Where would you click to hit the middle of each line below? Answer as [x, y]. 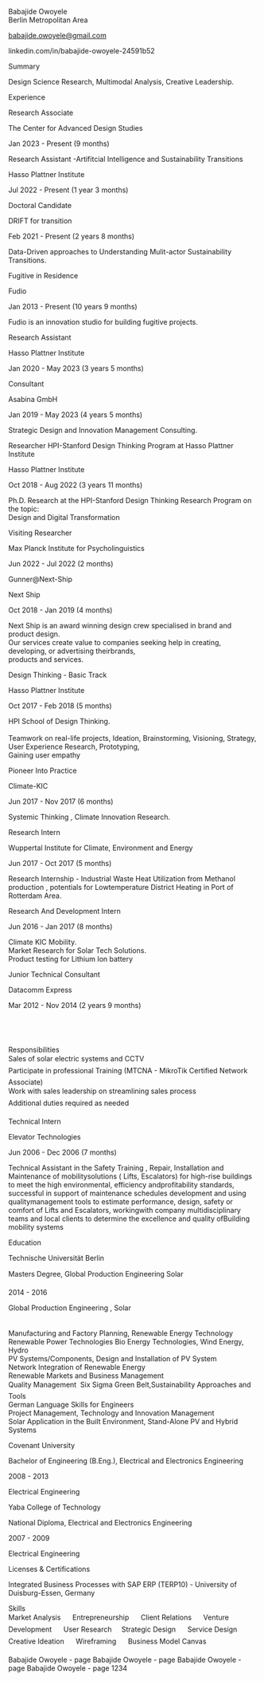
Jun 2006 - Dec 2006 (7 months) [62, 1152]
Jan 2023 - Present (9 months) [59, 144]
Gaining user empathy [45, 755]
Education [25, 1242]
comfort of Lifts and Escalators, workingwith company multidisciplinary [124, 1210]
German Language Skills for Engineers [71, 1404]
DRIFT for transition [40, 221]
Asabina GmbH [33, 399]
